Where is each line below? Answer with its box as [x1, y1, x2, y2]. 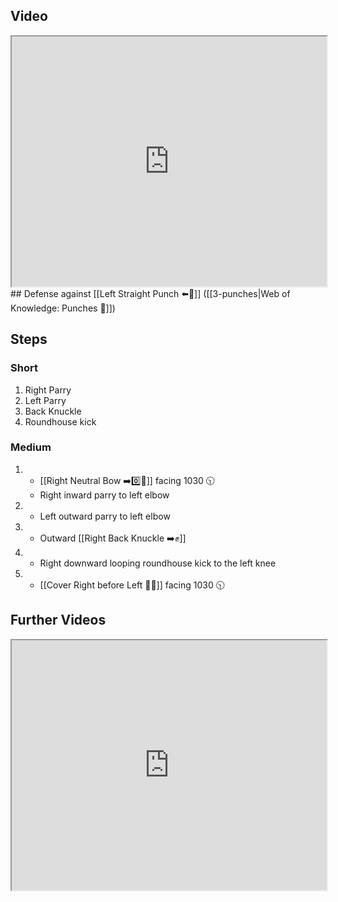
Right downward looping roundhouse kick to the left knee [39, 557, 277, 569]
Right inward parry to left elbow [39, 489, 170, 501]
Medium [10, 440, 52, 454]
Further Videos [10, 612, 107, 629]
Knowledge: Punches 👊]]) [10, 302, 116, 314]
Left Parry [24, 394, 67, 406]
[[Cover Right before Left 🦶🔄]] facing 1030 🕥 [39, 579, 225, 591]
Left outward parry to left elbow [39, 510, 171, 522]
